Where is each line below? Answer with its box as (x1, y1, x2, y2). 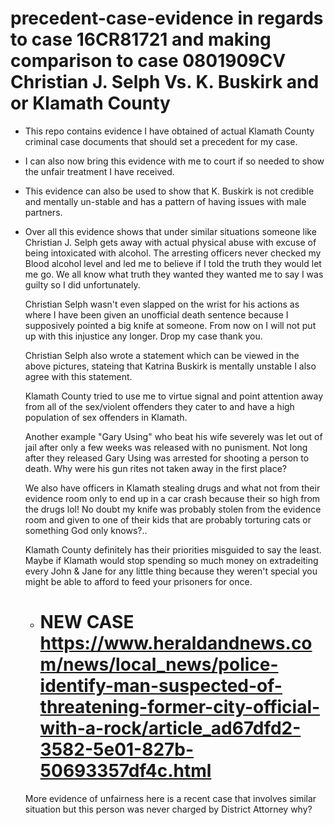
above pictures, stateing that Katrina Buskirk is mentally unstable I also (24, 360, 317, 372)
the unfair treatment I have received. (24, 165, 175, 177)
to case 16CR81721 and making (10, 28, 272, 51)
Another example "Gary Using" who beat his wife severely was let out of (24, 430, 323, 442)
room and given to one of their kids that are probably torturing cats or (24, 513, 312, 526)
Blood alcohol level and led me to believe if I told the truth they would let (24, 257, 322, 269)
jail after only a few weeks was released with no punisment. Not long (24, 441, 308, 453)
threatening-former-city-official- (39, 696, 321, 719)
